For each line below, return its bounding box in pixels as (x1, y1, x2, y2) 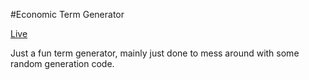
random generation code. (10, 58, 115, 69)
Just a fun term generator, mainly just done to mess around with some (10, 47, 300, 59)
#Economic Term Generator (10, 9, 125, 20)
